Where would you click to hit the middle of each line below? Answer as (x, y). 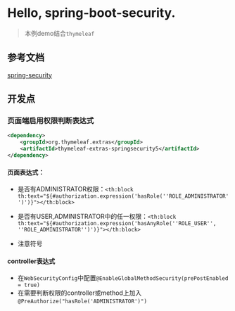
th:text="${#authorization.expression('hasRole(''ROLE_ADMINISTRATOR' (123, 196)
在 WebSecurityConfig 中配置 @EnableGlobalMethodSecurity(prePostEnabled (123, 278)
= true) (28, 285)
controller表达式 (31, 261)
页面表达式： (26, 172)
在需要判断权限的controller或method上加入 (80, 293)
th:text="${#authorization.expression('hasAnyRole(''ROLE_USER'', (117, 224)
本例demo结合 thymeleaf (59, 33)
